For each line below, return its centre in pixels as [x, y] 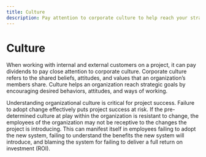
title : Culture [26, 12]
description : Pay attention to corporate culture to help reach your [97, 18]
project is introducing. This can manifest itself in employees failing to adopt [101, 129]
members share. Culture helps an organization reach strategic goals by [96, 85]
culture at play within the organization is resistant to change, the [118, 116]
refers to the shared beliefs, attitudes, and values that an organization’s [96, 78]
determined [21, 116]
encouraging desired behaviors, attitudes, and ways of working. [87, 91]
